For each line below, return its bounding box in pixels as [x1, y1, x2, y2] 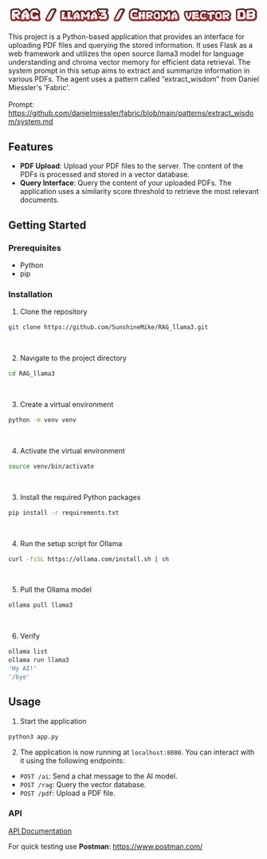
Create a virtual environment [19, 399, 114, 409]
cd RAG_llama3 [8, 370, 56, 378]
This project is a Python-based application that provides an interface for [8, 32, 245, 42]
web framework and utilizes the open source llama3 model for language [8, 49, 245, 58]
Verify [19, 631, 40, 641]
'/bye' [8, 673, 30, 681]
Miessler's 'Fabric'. [8, 83, 70, 93]
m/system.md [8, 117, 53, 126]
